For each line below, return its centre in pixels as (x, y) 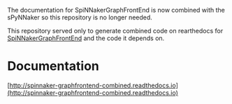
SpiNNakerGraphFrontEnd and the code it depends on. (86, 38)
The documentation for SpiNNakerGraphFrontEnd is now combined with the (116, 10)
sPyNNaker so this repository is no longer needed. (80, 17)
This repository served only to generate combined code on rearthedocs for (115, 31)
